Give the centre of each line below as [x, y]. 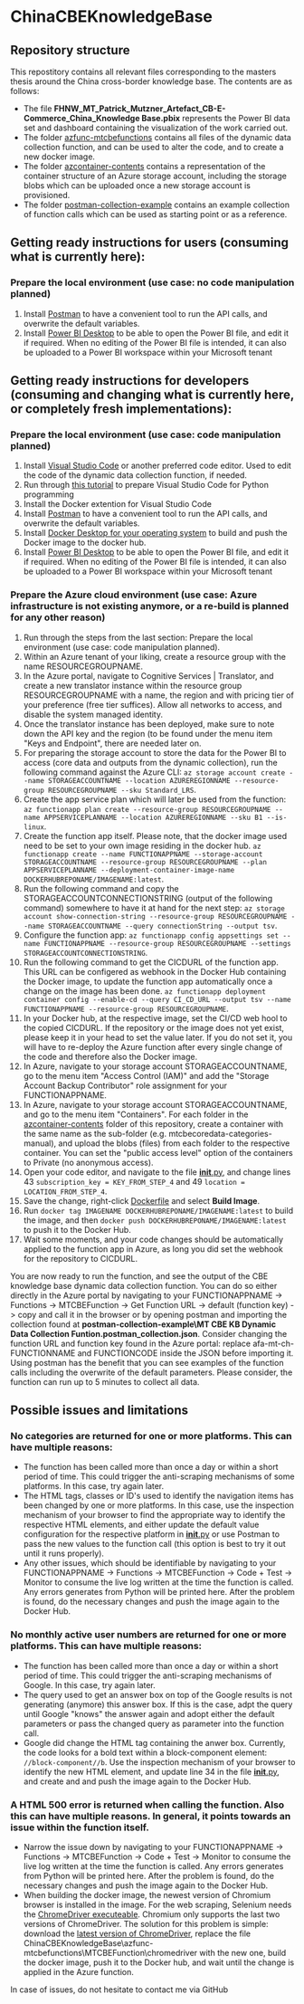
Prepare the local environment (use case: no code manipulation [152, 282]
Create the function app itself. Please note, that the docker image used [155, 835]
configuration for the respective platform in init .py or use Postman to [151, 1534]
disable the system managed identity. [93, 714]
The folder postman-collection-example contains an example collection [157, 205]
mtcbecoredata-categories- [220, 1133]
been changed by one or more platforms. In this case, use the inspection [159, 1505]
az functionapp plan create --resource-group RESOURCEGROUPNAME [147, 809]
